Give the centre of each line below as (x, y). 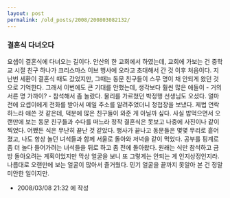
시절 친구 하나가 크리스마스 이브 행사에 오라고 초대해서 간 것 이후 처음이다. (113, 70)
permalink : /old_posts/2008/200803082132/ (69, 20)
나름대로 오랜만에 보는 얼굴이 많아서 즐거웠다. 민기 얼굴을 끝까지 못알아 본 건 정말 (115, 164)
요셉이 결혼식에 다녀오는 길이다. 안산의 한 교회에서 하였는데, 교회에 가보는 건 (109, 61)
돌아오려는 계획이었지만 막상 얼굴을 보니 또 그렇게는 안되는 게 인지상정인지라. (117, 156)
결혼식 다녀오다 (31, 45)
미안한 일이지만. (28, 173)
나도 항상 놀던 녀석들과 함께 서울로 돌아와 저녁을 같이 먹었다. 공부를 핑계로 (120, 139)
